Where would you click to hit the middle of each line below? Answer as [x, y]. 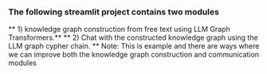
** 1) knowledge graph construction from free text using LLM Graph [120, 29]
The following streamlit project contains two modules [114, 12]
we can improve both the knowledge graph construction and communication [134, 55]
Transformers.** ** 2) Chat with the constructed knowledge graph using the [133, 37]
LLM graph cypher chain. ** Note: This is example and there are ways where [134, 46]
